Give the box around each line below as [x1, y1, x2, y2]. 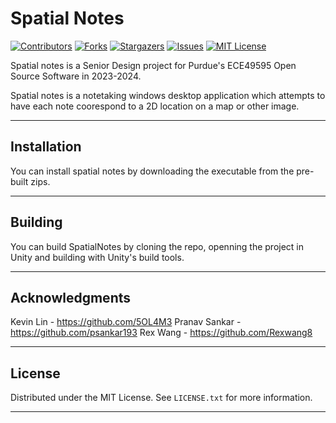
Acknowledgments [10, 289, 132, 306]
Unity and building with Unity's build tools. [10, 251, 185, 263]
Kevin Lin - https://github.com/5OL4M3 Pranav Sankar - [10, 316, 242, 328]
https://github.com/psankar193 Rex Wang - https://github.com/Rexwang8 [10, 327, 313, 339]
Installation [10, 138, 82, 156]
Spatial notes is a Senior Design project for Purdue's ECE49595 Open [10, 59, 297, 71]
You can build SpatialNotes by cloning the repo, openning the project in [10, 240, 305, 252]
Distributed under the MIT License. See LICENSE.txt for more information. [10, 392, 313, 404]
